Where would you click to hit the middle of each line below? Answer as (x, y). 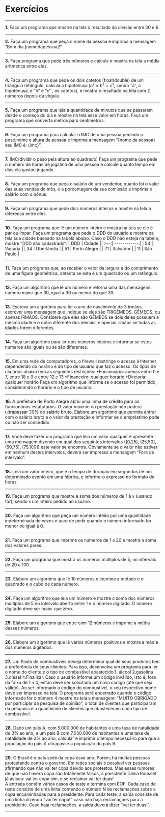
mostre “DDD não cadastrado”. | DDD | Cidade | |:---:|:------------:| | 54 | (79, 243)
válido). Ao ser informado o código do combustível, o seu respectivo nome (81, 688)
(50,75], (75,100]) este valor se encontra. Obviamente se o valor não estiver (81, 447)
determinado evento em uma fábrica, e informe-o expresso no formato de (80, 477)
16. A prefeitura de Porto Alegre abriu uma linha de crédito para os (72, 401)
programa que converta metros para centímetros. (55, 120)
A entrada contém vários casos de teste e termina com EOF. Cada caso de (81, 784)
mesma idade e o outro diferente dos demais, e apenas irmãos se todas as (81, 322)
